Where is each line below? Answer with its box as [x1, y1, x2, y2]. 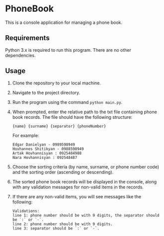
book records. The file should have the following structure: [12, 114, 133, 120]
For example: [12, 132, 39, 138]
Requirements [5, 34, 50, 42]
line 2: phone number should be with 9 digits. [12, 222, 113, 227]
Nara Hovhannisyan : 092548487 [12, 155, 78, 160]
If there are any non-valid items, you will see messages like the [12, 193, 142, 199]
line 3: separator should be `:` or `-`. [12, 226, 99, 231]
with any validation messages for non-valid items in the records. [12, 184, 144, 190]
